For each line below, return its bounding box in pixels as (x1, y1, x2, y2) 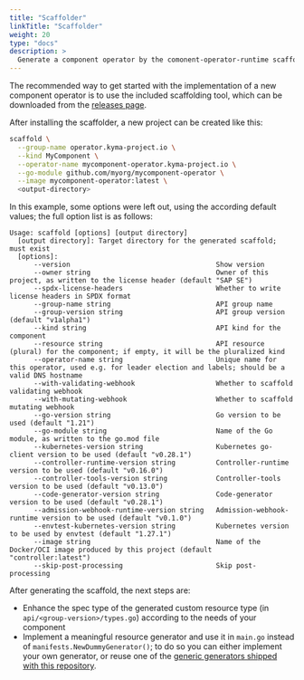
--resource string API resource (33, 340, 265, 349)
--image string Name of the (33, 538, 261, 547)
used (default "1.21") (9, 418, 95, 428)
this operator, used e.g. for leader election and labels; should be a (9, 363, 285, 372)
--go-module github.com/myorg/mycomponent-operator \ (17, 168, 224, 177)
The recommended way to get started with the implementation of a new (9, 81, 277, 91)
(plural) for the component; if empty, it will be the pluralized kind (9, 348, 285, 357)
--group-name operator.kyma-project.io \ (17, 142, 176, 152)
